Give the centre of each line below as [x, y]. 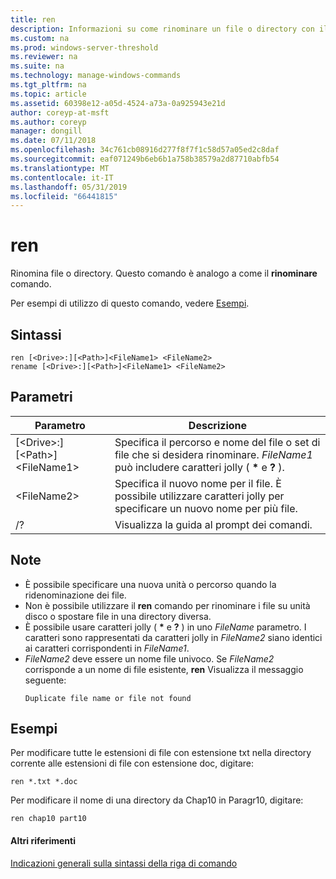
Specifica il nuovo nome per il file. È [198, 483]
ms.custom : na [40, 38]
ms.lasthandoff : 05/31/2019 [69, 187]
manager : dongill [46, 131]
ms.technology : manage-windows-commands [96, 76]
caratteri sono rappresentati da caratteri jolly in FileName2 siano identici [173, 637]
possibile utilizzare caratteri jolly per [199, 496]
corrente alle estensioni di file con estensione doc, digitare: [132, 763]
